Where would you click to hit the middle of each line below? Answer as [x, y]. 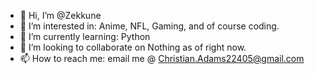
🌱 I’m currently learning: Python [85, 36]
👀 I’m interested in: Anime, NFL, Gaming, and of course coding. [149, 26]
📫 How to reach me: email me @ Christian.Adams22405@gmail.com [162, 58]
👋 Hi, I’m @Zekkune [60, 15]
